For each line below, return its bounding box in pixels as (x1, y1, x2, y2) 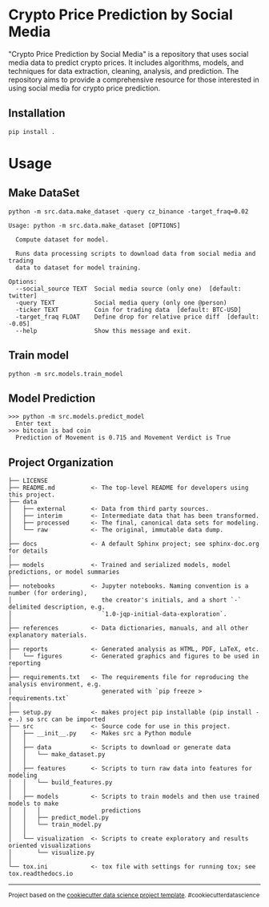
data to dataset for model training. (15, 263, 142, 272)
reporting (8, 659, 42, 667)
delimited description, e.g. (8, 603, 106, 611)
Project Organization (8, 456, 114, 469)
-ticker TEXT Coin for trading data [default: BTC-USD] (15, 306, 242, 314)
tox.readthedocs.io (8, 870, 74, 878)
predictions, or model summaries (8, 568, 120, 577)
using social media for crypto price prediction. (8, 83, 161, 93)
